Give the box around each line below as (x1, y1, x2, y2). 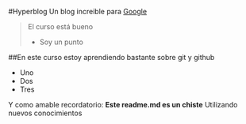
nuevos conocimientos (8, 108, 83, 118)
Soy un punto (39, 37, 83, 47)
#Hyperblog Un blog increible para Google (8, 7, 148, 16)
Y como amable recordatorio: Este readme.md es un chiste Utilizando (8, 100, 238, 109)
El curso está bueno (27, 22, 94, 31)
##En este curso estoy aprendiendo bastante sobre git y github (8, 53, 215, 62)
